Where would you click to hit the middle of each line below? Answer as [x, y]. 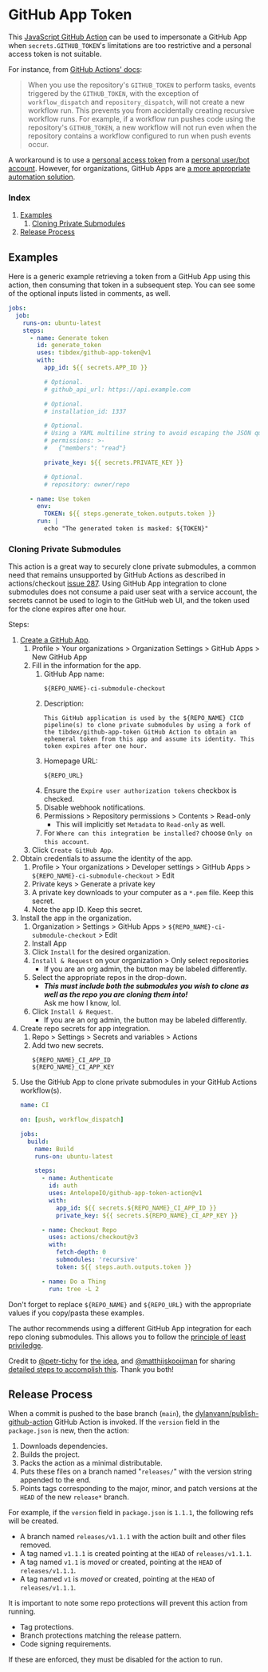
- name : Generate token [69, 338]
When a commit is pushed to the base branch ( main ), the [101, 1414]
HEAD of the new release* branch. [74, 1497]
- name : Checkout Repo [79, 1230]
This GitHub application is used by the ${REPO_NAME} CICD [144, 718]
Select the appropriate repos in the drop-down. [109, 978]
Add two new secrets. [67, 1046]
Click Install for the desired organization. [101, 952]
